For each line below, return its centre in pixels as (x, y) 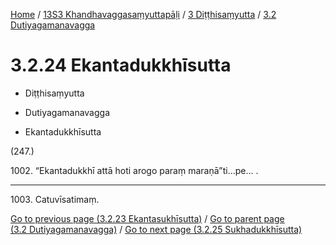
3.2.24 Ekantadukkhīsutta (121, 65)
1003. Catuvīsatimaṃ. (55, 199)
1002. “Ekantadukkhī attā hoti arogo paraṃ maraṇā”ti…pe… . (134, 170)
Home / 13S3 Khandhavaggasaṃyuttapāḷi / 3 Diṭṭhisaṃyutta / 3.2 (143, 14)
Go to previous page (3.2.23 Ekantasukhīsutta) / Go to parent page (147, 218)
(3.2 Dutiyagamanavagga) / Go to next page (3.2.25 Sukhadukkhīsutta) (156, 229)
